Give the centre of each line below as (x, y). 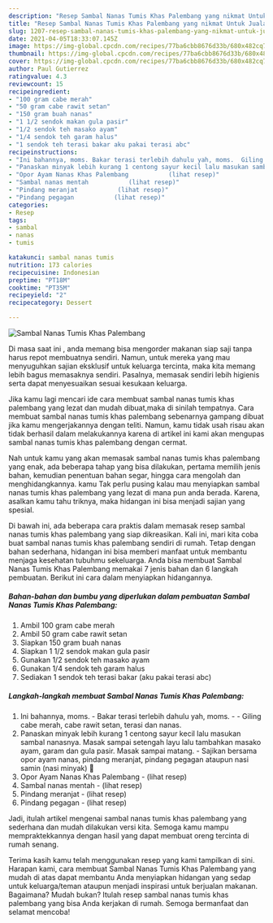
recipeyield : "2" (38, 295)
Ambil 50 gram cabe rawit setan (74, 633)
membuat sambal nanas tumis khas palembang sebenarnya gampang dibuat (136, 416)
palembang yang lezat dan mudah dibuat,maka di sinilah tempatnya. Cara (131, 408)
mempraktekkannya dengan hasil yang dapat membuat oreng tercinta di (129, 835)
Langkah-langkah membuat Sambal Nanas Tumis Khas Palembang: (126, 695)
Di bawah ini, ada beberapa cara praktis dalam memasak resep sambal (127, 526)
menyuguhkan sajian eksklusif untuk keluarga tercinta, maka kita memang (132, 366)
